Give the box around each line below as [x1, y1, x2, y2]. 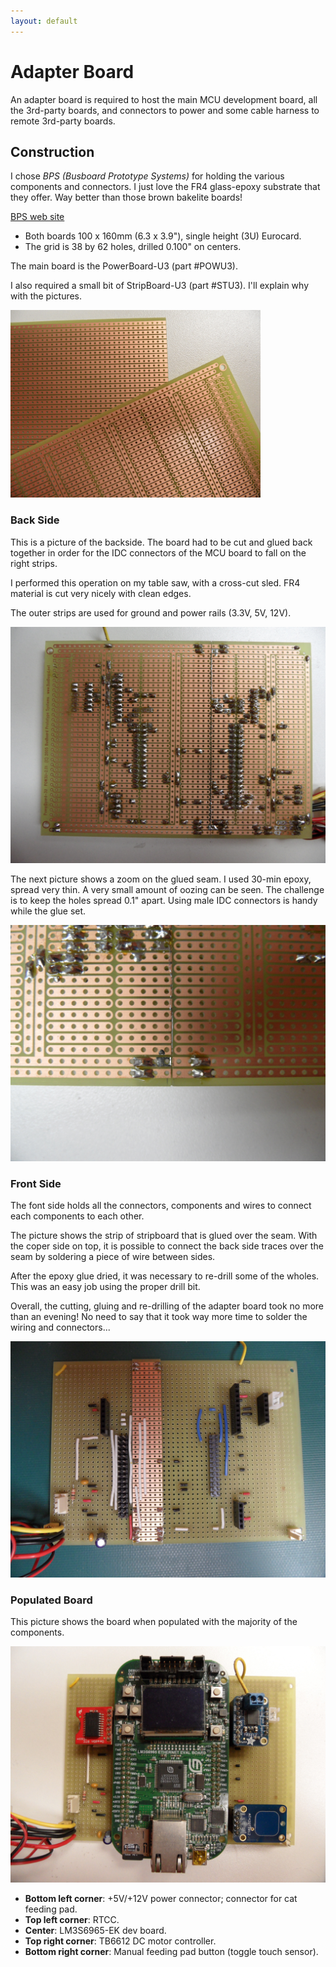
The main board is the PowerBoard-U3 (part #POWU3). [10, 260, 238, 272]
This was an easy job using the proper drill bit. [10, 1280, 201, 1292]
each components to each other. [10, 1210, 145, 1222]
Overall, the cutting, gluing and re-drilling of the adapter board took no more [10, 1300, 324, 1312]
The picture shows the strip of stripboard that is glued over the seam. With [10, 1229, 318, 1241]
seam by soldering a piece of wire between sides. [10, 1250, 216, 1262]
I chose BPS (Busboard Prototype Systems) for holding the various [10, 170, 285, 182]
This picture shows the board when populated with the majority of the [10, 1616, 298, 1628]
